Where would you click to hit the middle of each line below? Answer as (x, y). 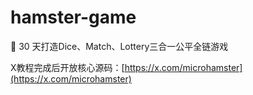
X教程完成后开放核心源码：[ (67, 67)
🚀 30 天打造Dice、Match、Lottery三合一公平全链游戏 (119, 46)
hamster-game (73, 17)
